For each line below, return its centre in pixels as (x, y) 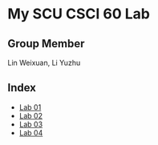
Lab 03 (31, 124)
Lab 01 (30, 107)
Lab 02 (31, 115)
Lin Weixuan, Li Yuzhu (44, 62)
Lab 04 (31, 132)
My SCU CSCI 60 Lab (79, 14)
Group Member (46, 44)
